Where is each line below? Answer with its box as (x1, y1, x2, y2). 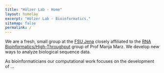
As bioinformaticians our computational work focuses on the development (5, 58, 154, 64)
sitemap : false (5, 20, 36, 26)
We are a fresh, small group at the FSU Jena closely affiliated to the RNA (5, 38, 151, 44)
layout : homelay (5, 12, 38, 17)
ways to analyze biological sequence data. (5, 49, 91, 55)
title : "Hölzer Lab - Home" (5, 7, 63, 12)
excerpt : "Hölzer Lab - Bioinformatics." (5, 16, 91, 21)
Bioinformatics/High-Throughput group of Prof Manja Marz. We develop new (5, 44, 160, 50)
